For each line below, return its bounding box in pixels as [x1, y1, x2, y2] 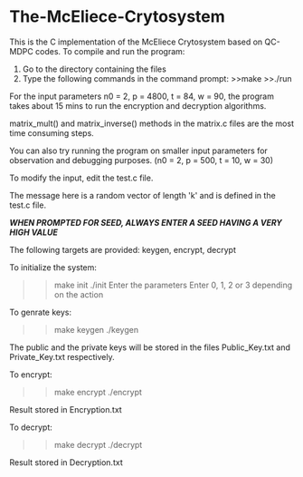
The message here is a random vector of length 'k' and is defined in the [9, 190, 276, 200]
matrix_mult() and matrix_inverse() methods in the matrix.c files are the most [9, 118, 294, 129]
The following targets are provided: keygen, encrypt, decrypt [9, 244, 237, 255]
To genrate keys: [9, 307, 72, 317]
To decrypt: [9, 422, 52, 433]
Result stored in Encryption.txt [9, 404, 122, 414]
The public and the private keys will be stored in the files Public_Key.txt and [9, 342, 291, 353]
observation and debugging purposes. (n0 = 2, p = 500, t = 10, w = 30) [9, 154, 274, 165]
